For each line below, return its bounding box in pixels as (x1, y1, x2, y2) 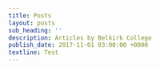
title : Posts (8, 11, 52, 20)
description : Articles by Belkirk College (8, 33, 152, 42)
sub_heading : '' (8, 26, 62, 34)
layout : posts (8, 19, 56, 27)
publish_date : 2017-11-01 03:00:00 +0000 (8, 41, 149, 49)
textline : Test (8, 48, 59, 56)
